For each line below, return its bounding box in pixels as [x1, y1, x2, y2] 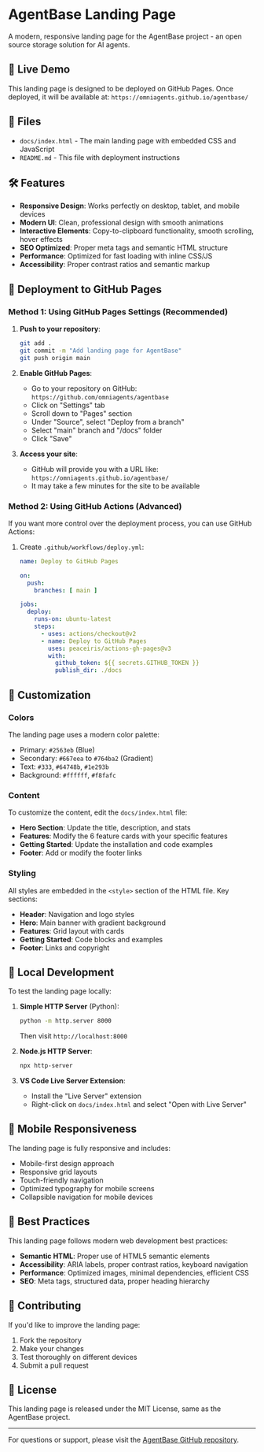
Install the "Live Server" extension [31, 1091, 141, 1101]
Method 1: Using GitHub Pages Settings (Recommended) [8, 306, 229, 317]
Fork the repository [19, 1335, 82, 1345]
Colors [8, 711, 35, 722]
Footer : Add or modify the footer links [19, 849, 143, 858]
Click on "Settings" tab [31, 400, 105, 410]
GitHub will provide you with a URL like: [31, 464, 159, 473]
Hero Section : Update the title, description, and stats [19, 823, 191, 833]
